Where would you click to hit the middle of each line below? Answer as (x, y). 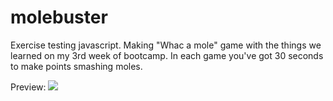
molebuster (59, 17)
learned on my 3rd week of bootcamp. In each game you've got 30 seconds (167, 55)
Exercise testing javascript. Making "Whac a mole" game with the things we (166, 45)
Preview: (28, 87)
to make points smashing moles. (76, 66)
